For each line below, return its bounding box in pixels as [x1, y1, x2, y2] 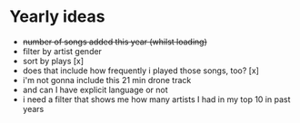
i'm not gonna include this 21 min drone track [22, 74, 192, 85]
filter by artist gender [22, 45, 103, 56]
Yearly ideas [9, 6, 105, 27]
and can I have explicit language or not [22, 84, 168, 95]
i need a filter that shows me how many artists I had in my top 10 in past [22, 93, 291, 105]
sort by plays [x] [22, 55, 85, 66]
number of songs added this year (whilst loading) [22, 36, 207, 47]
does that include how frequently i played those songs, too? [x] [22, 65, 259, 76]
